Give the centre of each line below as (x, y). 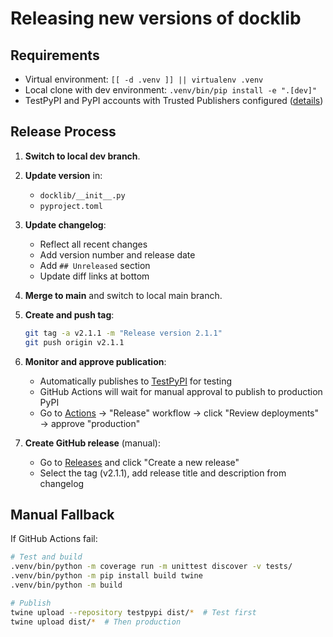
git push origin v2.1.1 (74, 342)
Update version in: (63, 175)
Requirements (55, 55)
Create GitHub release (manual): (92, 443)
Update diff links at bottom (94, 276)
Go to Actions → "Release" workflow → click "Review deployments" (179, 413)
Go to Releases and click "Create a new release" (139, 462)
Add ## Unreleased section (95, 265)
